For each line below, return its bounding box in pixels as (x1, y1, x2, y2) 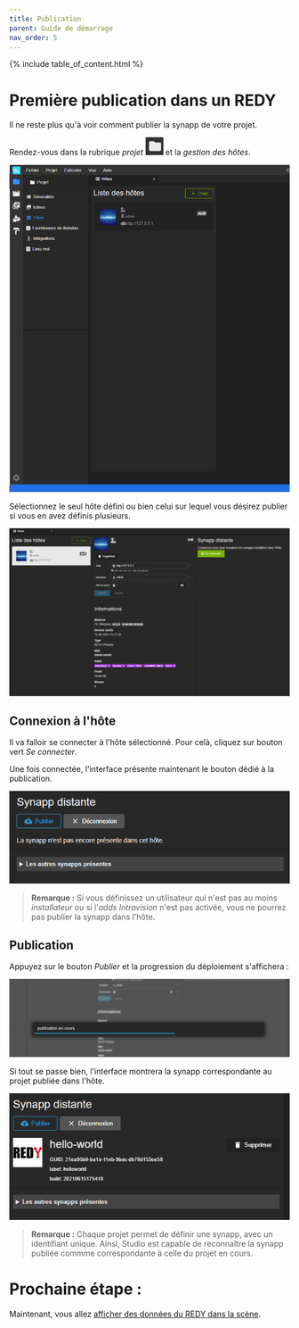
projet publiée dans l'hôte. (9, 1075, 105, 1086)
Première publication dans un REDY (9, 90, 277, 111)
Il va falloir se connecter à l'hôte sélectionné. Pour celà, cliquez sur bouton (9, 737, 283, 748)
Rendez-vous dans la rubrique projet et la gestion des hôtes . (9, 147, 251, 158)
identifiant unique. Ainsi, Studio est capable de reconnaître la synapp (30, 1239, 284, 1249)
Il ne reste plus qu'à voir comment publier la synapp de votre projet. (9, 120, 258, 130)
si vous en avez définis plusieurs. (9, 510, 132, 521)
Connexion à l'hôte (9, 713, 117, 728)
